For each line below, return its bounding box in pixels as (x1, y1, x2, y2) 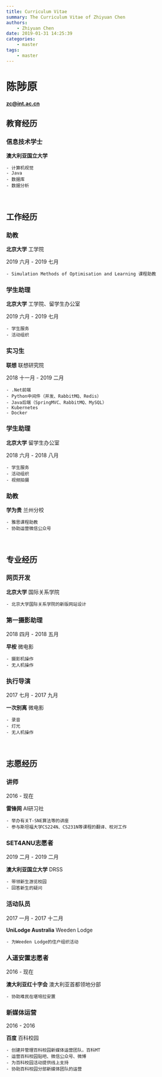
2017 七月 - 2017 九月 (6, 692, 59, 699)
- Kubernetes (6, 404, 38, 411)
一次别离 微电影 (6, 704, 44, 711)
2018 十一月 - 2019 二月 (6, 374, 64, 381)
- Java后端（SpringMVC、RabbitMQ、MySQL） (6, 400, 107, 406)
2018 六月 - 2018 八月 (6, 452, 59, 459)
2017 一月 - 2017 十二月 (6, 914, 64, 922)
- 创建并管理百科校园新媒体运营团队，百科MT (6, 1047, 101, 1053)
